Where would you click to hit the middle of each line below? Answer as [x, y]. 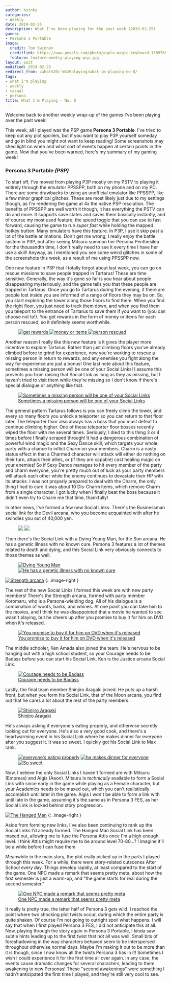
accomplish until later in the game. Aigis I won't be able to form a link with [82, 794]
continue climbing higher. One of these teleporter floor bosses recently [80, 427]
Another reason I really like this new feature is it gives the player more [78, 342]
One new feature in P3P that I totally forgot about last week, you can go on [83, 268]
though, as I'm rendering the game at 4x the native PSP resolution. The [80, 203]
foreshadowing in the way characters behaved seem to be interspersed [80, 942]
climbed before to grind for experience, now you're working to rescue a [80, 353]
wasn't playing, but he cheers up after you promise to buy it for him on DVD [84, 617]
